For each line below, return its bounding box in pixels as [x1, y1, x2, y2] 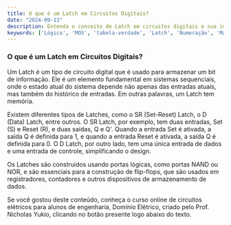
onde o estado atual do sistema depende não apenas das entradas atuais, [7, 82, 217, 90]
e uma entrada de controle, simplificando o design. [7, 147, 151, 155]
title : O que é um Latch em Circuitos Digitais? [7, 10, 149, 17]
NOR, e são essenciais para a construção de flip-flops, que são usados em [7, 167, 219, 175]
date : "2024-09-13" [7, 17, 63, 23]
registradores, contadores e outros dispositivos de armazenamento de [7, 175, 207, 183]
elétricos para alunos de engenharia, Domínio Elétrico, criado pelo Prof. [7, 202, 210, 211]
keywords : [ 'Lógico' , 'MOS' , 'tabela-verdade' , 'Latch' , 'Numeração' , [7, 29, 214, 36]
